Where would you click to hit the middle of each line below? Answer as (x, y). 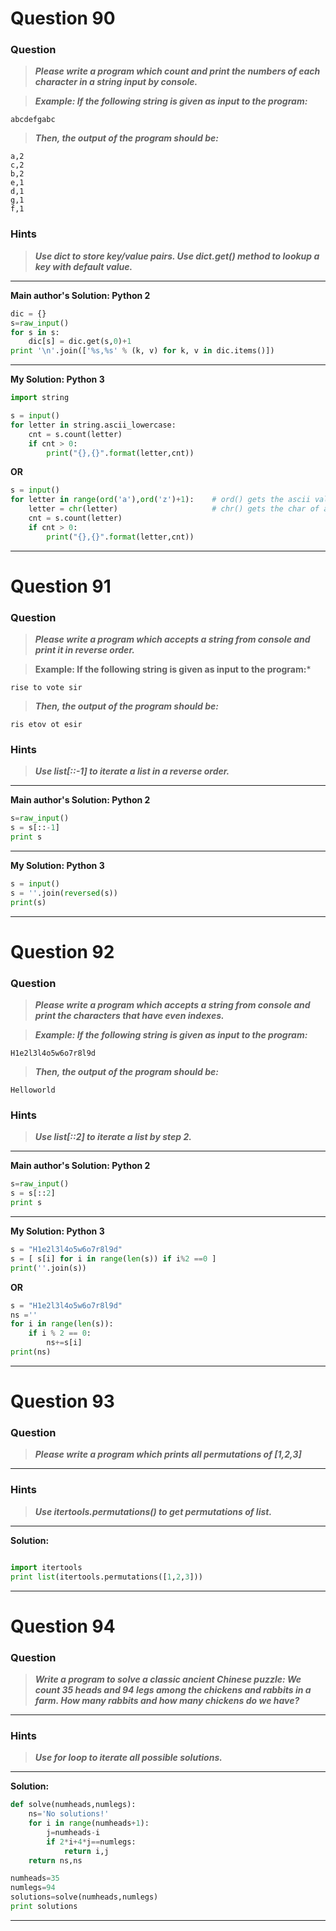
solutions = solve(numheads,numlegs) (84, 1897)
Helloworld (33, 1090)
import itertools (46, 1567)
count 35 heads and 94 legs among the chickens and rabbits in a (173, 1689)
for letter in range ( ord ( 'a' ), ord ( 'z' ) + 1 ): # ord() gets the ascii (160, 500)
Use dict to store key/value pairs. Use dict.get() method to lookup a (177, 256)
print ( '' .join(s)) (48, 1268)
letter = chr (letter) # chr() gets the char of (174, 509)
